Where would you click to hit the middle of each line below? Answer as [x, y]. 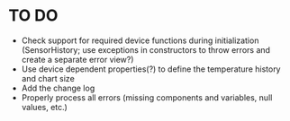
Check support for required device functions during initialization [140, 40]
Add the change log [58, 88]
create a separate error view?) [77, 59]
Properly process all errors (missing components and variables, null [147, 97]
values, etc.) [45, 107]
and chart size [48, 78]
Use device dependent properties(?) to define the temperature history [151, 69]
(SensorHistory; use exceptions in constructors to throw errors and [146, 49]
